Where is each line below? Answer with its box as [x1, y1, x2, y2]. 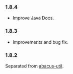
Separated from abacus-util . [5, 63, 64, 69]
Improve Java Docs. [12, 15, 54, 21]
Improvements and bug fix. [12, 39, 69, 45]
